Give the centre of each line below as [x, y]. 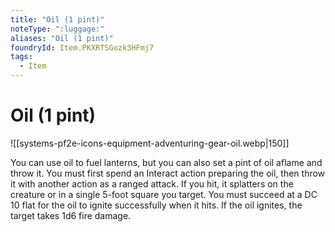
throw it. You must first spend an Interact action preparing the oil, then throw [168, 173]
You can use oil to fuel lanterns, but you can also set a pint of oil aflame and [166, 162]
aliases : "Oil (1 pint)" [62, 38]
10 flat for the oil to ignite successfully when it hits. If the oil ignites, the [156, 205]
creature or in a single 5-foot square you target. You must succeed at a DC [164, 194]
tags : [21, 57]
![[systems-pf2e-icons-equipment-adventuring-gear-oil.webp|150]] [150, 143]
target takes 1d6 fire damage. [71, 215]
